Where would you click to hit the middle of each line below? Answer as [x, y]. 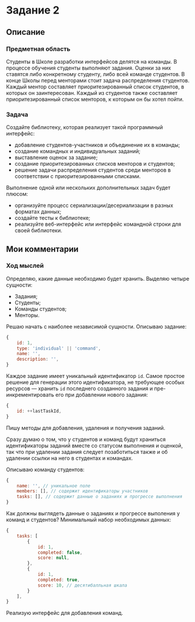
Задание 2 [33, 10]
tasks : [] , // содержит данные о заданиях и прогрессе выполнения [100, 497]
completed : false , [60, 552]
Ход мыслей [25, 266]
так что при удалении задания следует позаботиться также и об [87, 452]
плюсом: [17, 194]
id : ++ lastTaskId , [39, 411]
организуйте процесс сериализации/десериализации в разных [94, 205]
